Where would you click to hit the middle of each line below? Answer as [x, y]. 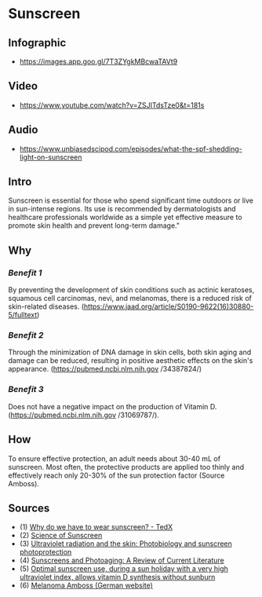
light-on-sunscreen [51, 157]
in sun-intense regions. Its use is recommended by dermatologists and [122, 209]
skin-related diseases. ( [46, 306]
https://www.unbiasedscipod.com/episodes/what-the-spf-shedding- [131, 148]
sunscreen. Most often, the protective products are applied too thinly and [126, 467]
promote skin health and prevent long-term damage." [94, 225]
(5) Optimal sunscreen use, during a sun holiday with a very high [124, 569]
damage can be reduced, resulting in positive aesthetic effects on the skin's [131, 361]
